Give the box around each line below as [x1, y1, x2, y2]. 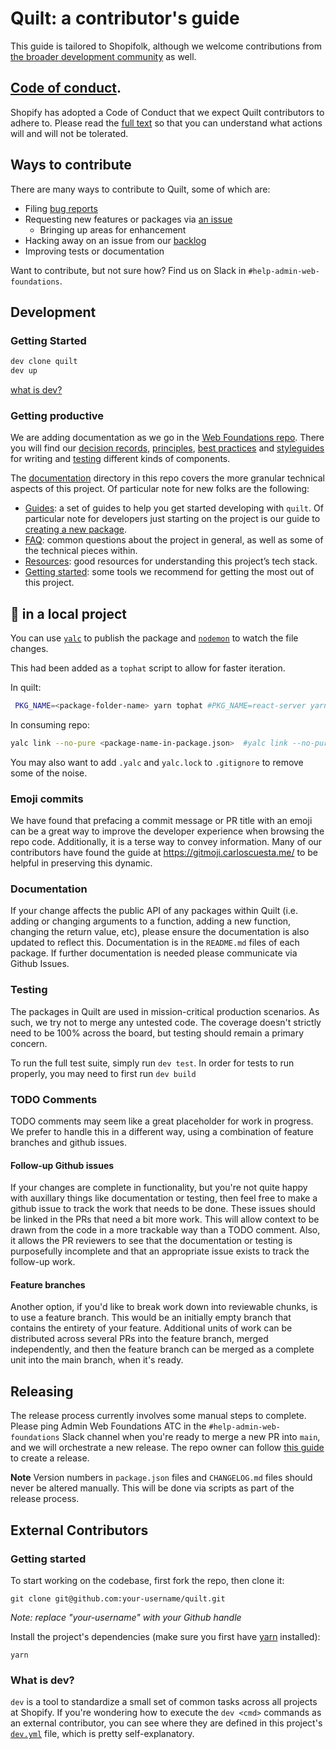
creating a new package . [24, 523, 128, 536]
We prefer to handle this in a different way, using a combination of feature [10, 1126, 314, 1138]
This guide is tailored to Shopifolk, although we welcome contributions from [10, 40, 323, 52]
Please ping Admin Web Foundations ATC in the [10, 1420, 207, 1432]
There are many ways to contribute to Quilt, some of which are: [10, 183, 271, 195]
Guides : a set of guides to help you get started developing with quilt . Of [24, 502, 324, 514]
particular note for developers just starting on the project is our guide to [24, 513, 321, 525]
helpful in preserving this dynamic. [10, 857, 153, 869]
